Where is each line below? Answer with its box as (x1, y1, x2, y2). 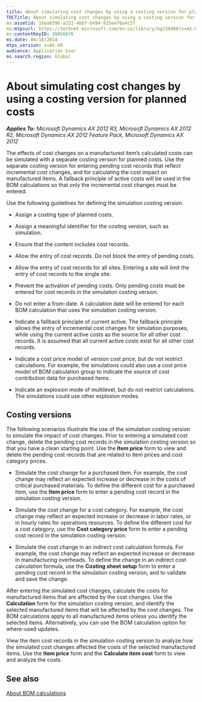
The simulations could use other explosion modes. (14, 392, 140, 400)
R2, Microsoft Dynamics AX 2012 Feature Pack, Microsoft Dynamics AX (6, 131, 184, 138)
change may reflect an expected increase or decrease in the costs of (14, 475, 186, 483)
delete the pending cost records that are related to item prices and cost (6, 451, 183, 459)
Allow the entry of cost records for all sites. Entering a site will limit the (14, 264, 189, 271)
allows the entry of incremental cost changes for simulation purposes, (14, 324, 189, 331)
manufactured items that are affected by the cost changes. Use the (6, 593, 173, 601)
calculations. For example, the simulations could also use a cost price (14, 361, 188, 368)
